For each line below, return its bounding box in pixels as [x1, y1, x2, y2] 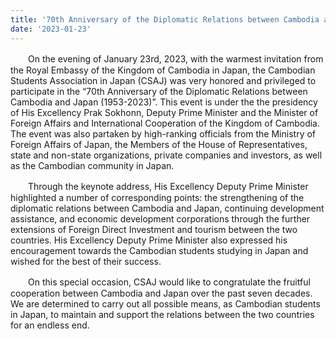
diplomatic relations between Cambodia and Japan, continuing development [10, 202, 325, 214]
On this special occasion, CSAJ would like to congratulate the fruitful [27, 276, 311, 288]
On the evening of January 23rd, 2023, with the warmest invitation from [27, 52, 324, 65]
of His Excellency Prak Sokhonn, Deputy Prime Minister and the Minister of [10, 106, 319, 118]
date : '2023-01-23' [10, 24, 92, 34]
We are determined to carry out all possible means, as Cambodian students [10, 297, 321, 310]
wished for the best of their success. [10, 255, 162, 267]
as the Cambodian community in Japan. [10, 159, 175, 171]
